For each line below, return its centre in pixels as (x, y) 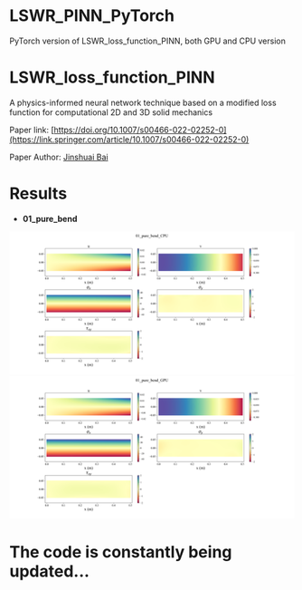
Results (38, 193)
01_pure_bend (50, 218)
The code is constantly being (121, 552)
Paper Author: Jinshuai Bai (59, 157)
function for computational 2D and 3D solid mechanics (111, 112)
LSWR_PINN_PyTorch (92, 16)
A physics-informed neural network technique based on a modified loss (143, 102)
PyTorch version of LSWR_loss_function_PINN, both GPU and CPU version (148, 41)
